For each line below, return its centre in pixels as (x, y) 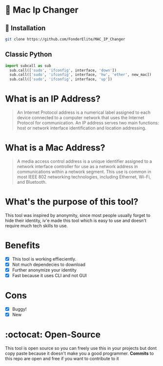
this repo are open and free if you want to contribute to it (62, 359)
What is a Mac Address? (55, 148)
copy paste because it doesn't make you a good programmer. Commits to (80, 353)
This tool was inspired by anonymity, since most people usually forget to (78, 215)
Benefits (23, 246)
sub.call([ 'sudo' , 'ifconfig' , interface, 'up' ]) (61, 79)
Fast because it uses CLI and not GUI (49, 276)
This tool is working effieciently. (44, 259)
